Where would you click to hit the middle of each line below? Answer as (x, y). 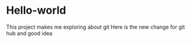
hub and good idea (29, 33)
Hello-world (36, 10)
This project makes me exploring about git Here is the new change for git (95, 27)
